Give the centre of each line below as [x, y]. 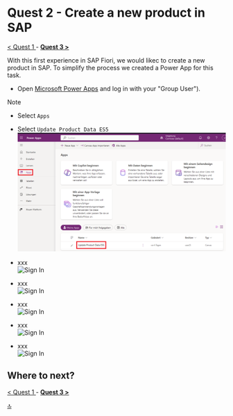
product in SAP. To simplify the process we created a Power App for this [110, 67]
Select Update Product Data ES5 [63, 129]
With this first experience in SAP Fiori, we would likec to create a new [106, 60]
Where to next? [41, 375]
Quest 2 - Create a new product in [106, 13]
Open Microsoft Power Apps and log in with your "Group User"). [109, 88]
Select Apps [33, 115]
